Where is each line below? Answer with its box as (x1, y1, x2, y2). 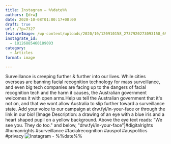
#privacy (5, 133, 24, 139)
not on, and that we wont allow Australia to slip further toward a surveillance (5, 101, 165, 107)
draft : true (5, 21, 31, 27)
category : (5, 45, 26, 51)
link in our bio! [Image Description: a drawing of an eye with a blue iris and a (5, 111, 164, 117)
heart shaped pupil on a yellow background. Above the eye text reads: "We (5, 117, 163, 123)
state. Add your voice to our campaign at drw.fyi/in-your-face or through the (5, 106, 165, 112)
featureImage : (5, 31, 36, 36)
